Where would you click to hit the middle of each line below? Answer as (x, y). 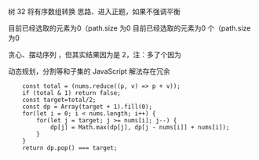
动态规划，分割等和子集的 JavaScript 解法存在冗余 (89, 71)
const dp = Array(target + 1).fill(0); (88, 107)
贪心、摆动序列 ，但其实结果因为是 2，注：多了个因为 (95, 55)
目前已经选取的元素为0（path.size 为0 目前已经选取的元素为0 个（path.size (129, 28)
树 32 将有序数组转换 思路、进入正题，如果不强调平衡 (94, 11)
